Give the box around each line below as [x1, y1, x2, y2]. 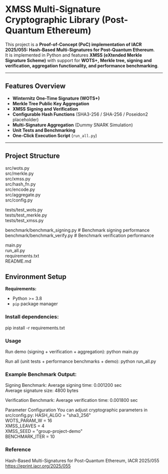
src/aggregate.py [5, 191, 41, 197]
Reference [5, 446, 31, 453]
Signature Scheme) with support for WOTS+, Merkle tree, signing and [5, 57, 152, 63]
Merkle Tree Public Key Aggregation [12, 100, 89, 106]
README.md [5, 258, 31, 264]
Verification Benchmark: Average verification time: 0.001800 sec [5, 397, 138, 403]
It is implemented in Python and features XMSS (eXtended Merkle [5, 52, 142, 58]
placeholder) [12, 116, 39, 122]
